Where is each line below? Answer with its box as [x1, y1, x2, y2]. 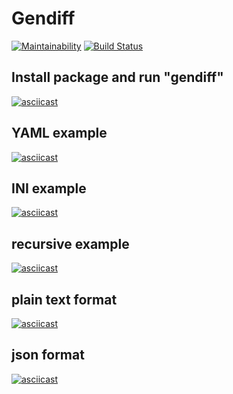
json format [11, 347, 85, 364]
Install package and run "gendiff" [11, 69, 224, 86]
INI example [11, 180, 87, 197]
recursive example [11, 235, 130, 252]
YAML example [11, 125, 108, 142]
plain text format [11, 291, 118, 308]
